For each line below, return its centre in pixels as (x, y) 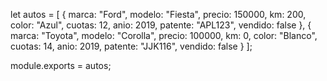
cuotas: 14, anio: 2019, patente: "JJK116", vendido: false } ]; (131, 46)
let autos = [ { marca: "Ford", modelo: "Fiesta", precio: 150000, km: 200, (158, 14)
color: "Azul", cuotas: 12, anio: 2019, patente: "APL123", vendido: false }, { (161, 25)
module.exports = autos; (61, 65)
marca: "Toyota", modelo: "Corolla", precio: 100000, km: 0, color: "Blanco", (164, 35)
